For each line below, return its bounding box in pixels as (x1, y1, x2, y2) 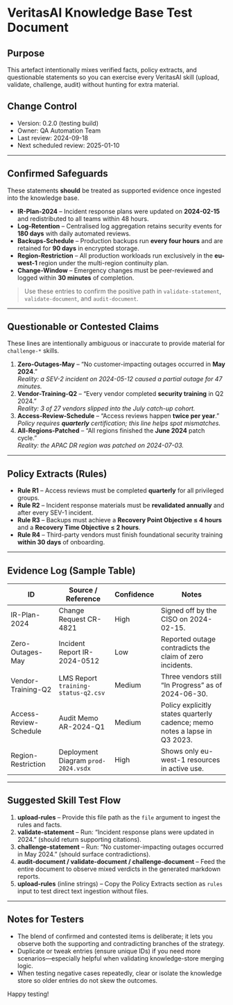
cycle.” (17, 434, 37, 442)
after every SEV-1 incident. (17, 508, 94, 517)
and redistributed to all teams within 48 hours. (17, 214, 149, 223)
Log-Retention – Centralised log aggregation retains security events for (17, 222, 223, 230)
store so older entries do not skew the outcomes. (17, 976, 158, 984)
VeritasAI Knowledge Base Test (7, 5, 193, 21)
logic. (17, 961, 33, 970)
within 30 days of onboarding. (17, 538, 105, 547)
